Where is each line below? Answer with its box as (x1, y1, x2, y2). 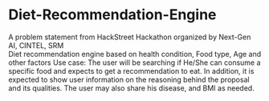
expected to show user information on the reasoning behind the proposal (8, 75, 251, 84)
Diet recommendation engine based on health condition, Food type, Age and (8, 49, 262, 59)
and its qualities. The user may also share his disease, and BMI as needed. (8, 83, 255, 93)
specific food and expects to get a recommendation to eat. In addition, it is (8, 66, 255, 75)
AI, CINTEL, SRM (8, 40, 64, 50)
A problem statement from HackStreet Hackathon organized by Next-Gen (8, 32, 251, 42)
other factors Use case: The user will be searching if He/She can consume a (8, 58, 261, 67)
